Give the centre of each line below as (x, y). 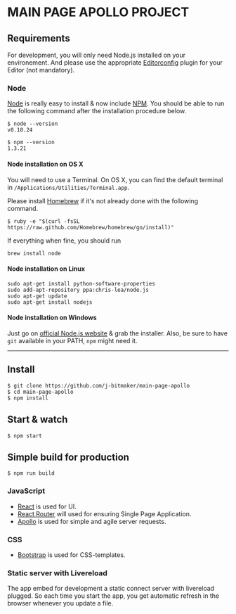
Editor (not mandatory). (41, 70)
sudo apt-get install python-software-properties (81, 283)
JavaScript (26, 491)
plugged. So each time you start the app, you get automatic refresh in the (113, 596)
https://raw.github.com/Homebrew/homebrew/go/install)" (91, 227)
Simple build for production (68, 457)
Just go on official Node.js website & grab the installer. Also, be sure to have (118, 333)
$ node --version (33, 124)
